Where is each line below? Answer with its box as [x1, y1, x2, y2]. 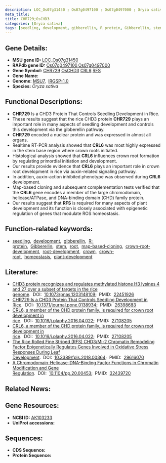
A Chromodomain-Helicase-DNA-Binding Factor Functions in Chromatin [12, 360, 159, 366]
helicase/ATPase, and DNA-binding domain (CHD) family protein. [12, 195, 145, 201]
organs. [12, 137, 28, 143]
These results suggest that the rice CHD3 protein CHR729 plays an [12, 116, 149, 122]
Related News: [5, 384, 51, 393]
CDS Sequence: [12, 447, 46, 453]
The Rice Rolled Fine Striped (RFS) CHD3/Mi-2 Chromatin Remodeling [12, 339, 155, 345]
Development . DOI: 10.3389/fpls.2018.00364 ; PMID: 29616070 [12, 354, 144, 361]
